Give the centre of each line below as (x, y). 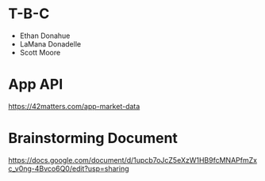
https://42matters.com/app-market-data (74, 106)
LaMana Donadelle (50, 43)
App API (36, 85)
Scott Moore (40, 52)
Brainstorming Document (93, 138)
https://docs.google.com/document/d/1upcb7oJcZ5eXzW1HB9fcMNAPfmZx (133, 160)
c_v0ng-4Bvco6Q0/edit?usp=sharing (69, 168)
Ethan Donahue (45, 36)
